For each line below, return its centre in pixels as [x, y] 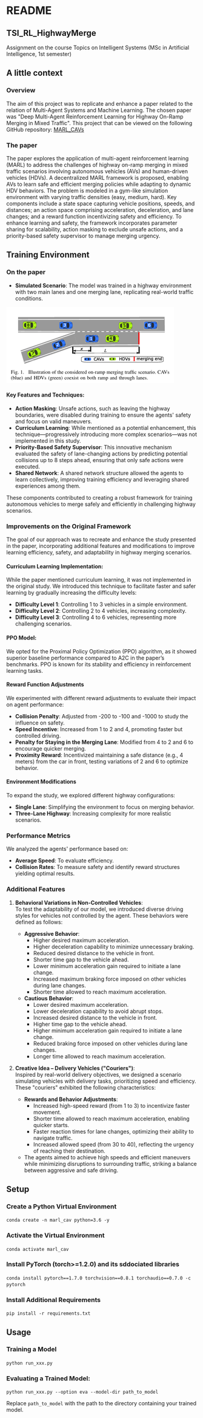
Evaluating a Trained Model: [48, 1378]
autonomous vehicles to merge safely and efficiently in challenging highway [101, 504]
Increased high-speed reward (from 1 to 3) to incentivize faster [111, 1105]
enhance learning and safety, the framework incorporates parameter [92, 223]
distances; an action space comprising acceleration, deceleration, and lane [100, 210]
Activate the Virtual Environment [55, 1235]
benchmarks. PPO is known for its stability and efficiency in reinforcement [99, 664]
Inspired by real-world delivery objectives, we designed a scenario [98, 1074]
